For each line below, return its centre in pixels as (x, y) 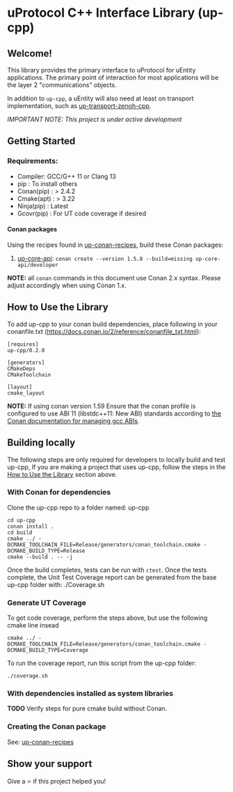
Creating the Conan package (57, 726)
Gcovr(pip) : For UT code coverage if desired (82, 213)
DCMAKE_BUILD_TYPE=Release (46, 551)
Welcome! (30, 53)
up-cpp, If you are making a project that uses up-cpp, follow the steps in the (116, 467)
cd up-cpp (22, 520)
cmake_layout (26, 393)
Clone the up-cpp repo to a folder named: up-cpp (78, 508)
